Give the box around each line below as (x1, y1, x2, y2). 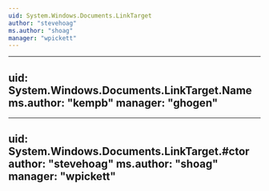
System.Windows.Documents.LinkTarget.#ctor (8, 145, 250, 158)
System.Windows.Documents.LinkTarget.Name (8, 83, 252, 97)
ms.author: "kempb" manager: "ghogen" (8, 96, 219, 109)
